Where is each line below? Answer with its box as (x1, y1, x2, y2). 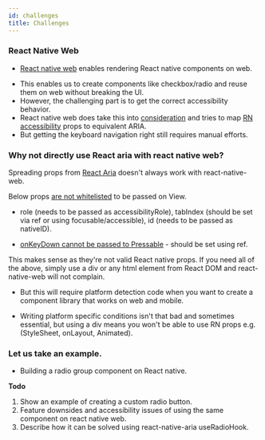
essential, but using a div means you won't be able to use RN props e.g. (19, 320, 256, 329)
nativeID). (19, 224, 52, 234)
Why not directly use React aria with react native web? (8, 149, 224, 160)
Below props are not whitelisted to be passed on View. (8, 192, 187, 202)
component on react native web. (19, 414, 127, 423)
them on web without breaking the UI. (19, 87, 144, 96)
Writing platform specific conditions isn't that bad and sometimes (19, 312, 235, 321)
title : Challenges (8, 19, 69, 27)
